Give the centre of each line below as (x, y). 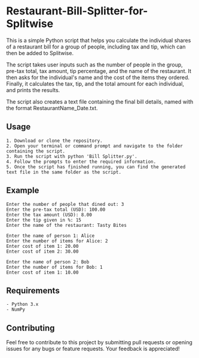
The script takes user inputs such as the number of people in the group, (95, 65)
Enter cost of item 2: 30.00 (42, 251)
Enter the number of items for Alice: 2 (57, 241)
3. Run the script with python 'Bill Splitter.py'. (72, 156)
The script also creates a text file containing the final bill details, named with (100, 101)
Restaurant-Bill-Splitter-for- (77, 11)
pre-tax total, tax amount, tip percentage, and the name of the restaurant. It (99, 71)
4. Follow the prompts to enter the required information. (81, 162)
